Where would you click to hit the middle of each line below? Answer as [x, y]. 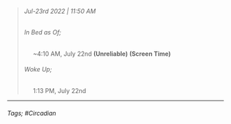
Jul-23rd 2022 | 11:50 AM [60, 11]
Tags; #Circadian [32, 113]
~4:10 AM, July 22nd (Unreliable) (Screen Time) [102, 54]
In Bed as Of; [43, 32]
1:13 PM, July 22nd [60, 91]
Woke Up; [38, 70]
